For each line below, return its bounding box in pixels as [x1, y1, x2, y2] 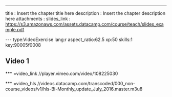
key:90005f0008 [5, 42, 41, 48]
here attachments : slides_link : [5, 16, 71, 22]
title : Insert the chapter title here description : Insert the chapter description [5, 10, 165, 16]
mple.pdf [5, 27, 25, 32]
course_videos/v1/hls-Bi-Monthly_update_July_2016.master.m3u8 [5, 86, 143, 92]
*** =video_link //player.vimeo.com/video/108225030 [5, 70, 118, 76]
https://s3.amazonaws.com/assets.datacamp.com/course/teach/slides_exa [5, 21, 164, 27]
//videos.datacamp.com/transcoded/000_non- [37, 80, 136, 86]
